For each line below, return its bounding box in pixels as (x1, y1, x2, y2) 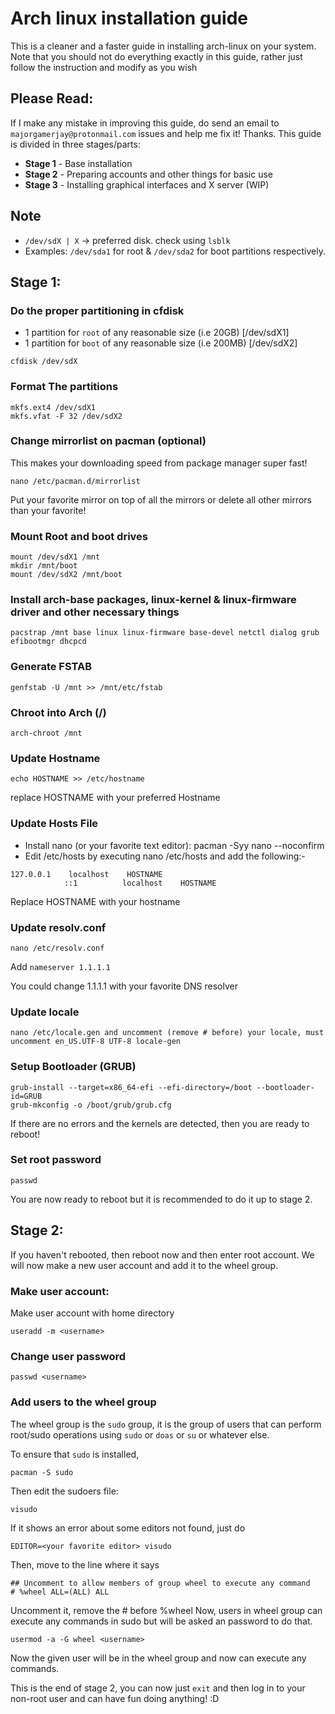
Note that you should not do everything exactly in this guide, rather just (10, 50, 303, 62)
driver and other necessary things (10, 605, 180, 619)
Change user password (10, 1349, 127, 1363)
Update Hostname (10, 751, 101, 765)
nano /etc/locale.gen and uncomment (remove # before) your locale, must (10, 1028, 325, 1038)
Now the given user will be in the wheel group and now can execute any (10, 1652, 307, 1664)
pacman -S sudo (10, 1467, 74, 1477)
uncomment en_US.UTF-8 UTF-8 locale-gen (10, 1037, 182, 1047)
